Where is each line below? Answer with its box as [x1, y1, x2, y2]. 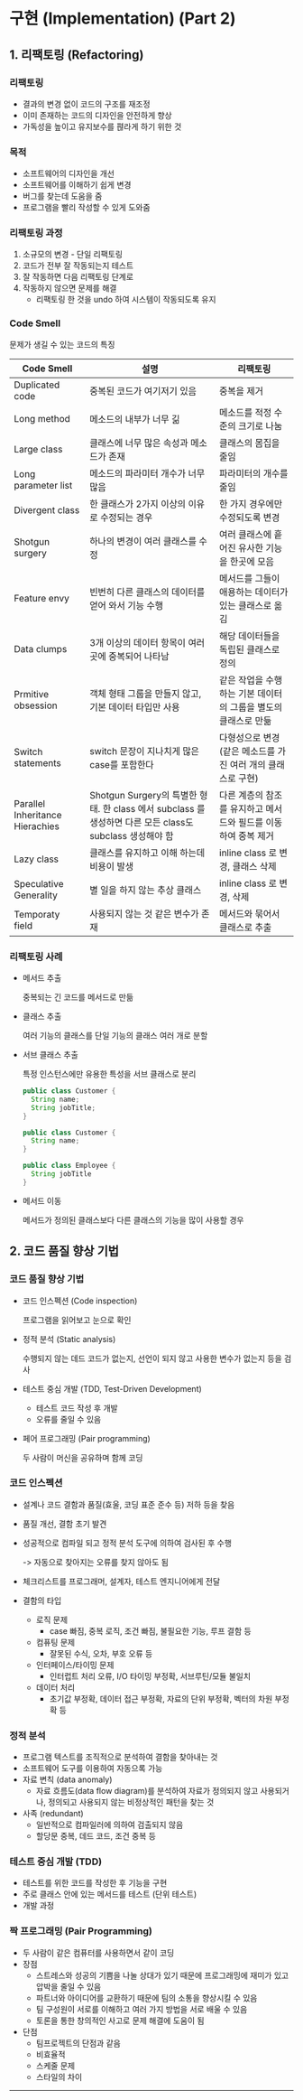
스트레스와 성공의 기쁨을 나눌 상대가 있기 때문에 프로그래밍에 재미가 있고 [35, 1970, 289, 1981]
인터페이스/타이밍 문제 [35, 1659, 115, 1670]
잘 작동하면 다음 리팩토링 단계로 [22, 272, 133, 283]
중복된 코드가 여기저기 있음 [89, 385, 197, 397]
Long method [14, 412, 70, 425]
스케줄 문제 [35, 2060, 75, 2071]
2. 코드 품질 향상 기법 [9, 1244, 120, 1259]
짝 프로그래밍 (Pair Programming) [9, 1925, 153, 1937]
